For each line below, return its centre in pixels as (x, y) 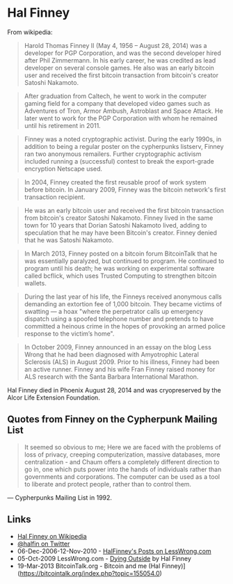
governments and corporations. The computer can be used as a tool (122, 476)
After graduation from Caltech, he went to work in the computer (115, 96)
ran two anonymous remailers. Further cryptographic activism (113, 154)
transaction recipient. (55, 197)
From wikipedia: (30, 32)
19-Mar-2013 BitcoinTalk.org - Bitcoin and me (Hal (89, 566)
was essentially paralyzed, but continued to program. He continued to (124, 261)
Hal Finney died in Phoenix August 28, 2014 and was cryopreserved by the (114, 390)
